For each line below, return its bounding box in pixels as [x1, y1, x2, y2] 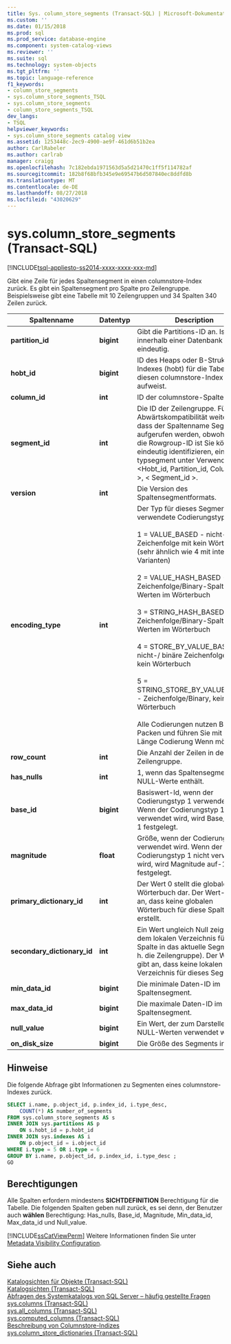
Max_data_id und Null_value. [7, 1218, 87, 1227]
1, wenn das [137, 768, 177, 777]
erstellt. [137, 913, 162, 923]
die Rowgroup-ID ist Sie [137, 438, 215, 447]
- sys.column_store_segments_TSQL [7, 94, 107, 101]
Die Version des [137, 484, 188, 494]
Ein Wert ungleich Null [137, 924, 208, 934]
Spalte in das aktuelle [137, 942, 206, 951]
